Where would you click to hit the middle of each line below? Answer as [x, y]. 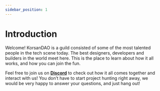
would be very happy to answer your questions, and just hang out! [73, 83]
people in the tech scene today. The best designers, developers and [75, 53]
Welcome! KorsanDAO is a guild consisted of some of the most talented [78, 48]
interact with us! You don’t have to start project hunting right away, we [77, 78]
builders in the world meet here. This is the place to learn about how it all [79, 58]
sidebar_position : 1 [27, 10]
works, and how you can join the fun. [43, 63]
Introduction [31, 34]
